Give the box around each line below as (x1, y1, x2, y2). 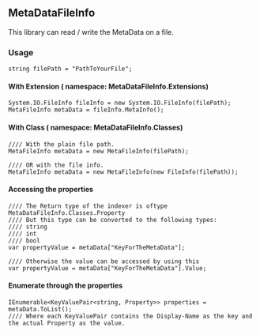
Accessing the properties (8, 185, 93, 194)
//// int (8, 229, 37, 238)
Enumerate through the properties (8, 280, 123, 291)
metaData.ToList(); (8, 305, 73, 313)
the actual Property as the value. (8, 319, 126, 327)
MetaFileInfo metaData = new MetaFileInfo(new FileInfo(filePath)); (8, 167, 239, 176)
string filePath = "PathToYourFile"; (8, 65, 133, 73)
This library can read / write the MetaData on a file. (8, 27, 174, 36)
